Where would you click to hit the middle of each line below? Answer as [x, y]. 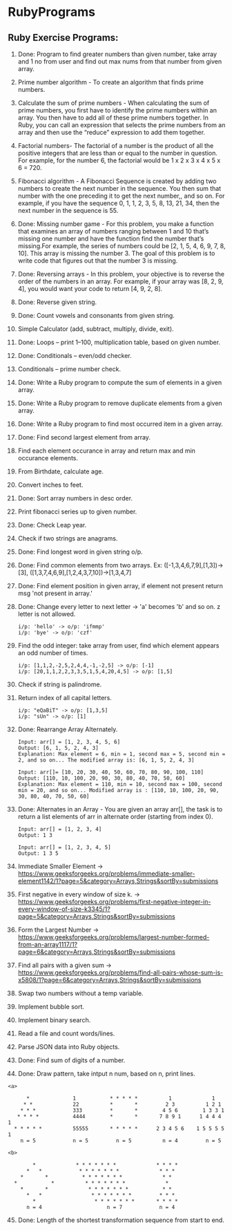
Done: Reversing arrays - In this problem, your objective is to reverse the [121, 274]
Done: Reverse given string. [57, 302]
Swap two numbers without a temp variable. [80, 993]
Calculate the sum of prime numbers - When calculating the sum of [114, 103]
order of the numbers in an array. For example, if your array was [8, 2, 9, [120, 281]
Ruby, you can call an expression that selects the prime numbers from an [122, 125]
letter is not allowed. [47, 614]
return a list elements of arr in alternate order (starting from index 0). [115, 817]
